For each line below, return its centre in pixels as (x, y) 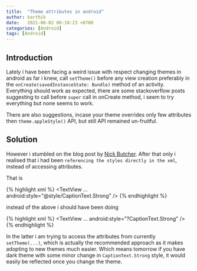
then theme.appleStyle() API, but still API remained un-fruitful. (82, 121)
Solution (22, 140)
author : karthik (26, 17)
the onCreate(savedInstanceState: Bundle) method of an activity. (86, 84)
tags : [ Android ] (26, 34)
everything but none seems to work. (50, 103)
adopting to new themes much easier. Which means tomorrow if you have (96, 249)
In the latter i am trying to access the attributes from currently (81, 236)
